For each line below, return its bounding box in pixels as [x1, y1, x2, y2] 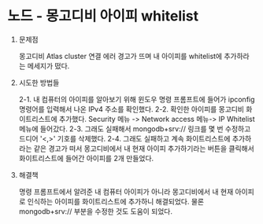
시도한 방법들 [18, 78, 60, 87]
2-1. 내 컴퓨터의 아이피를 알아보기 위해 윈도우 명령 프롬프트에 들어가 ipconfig [18, 94, 255, 104]
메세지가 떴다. [27, 61, 70, 71]
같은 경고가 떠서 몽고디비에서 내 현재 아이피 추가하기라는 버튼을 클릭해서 [33, 143, 255, 153]
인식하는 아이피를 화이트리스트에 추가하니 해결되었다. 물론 [27, 196, 205, 206]
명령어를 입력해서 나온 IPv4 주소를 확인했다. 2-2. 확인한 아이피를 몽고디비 [18, 104, 245, 114]
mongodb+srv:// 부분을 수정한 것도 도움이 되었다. [18, 206, 173, 216]
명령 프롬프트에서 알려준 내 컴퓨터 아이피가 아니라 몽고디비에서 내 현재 [18, 186, 234, 196]
